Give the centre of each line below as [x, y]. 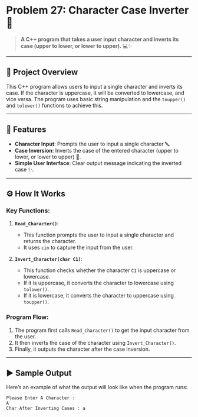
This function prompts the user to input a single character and [99, 235]
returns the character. [50, 241]
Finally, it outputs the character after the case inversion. [82, 349]
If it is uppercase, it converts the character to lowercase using [98, 283]
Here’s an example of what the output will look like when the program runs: [97, 387]
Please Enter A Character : [41, 398]
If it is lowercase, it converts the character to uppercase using [98, 296]
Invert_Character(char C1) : [48, 259]
